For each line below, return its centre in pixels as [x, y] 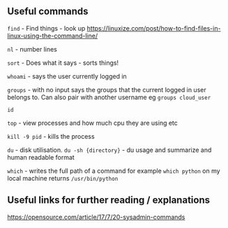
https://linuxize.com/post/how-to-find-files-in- [154, 28]
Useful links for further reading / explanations [109, 200]
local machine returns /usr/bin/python [63, 178]
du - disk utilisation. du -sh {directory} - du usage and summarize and [109, 150]
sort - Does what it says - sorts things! [63, 63]
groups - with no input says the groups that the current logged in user [107, 89]
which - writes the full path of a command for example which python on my [114, 171]
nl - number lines [32, 49]
